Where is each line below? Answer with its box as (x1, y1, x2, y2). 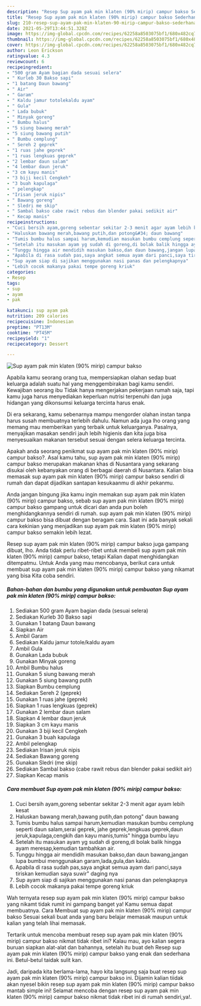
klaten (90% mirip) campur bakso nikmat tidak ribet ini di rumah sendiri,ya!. (7, 993, 192, 1001)
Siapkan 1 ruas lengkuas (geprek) (15, 702, 98, 709)
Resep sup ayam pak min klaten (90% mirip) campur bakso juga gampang (7, 541, 189, 548)
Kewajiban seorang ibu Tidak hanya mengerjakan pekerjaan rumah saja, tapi (7, 387, 194, 394)
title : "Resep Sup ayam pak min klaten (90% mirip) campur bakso (7, 14, 172, 20)
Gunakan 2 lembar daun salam (15, 709, 91, 716)
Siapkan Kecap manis (15, 772, 69, 779)
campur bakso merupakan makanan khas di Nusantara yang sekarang (7, 460, 180, 468)
